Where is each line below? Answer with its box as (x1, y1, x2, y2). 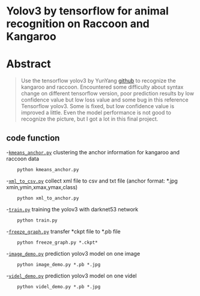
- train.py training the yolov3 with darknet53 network (6, 205, 139, 213)
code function (6, 133, 60, 143)
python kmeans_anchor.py (17, 166, 79, 172)
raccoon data (6, 155, 40, 162)
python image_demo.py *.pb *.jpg (17, 261, 101, 268)
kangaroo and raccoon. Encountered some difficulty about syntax (20, 83, 184, 91)
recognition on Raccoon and (6, 17, 150, 31)
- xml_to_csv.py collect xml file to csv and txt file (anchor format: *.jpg (6, 177, 178, 184)
